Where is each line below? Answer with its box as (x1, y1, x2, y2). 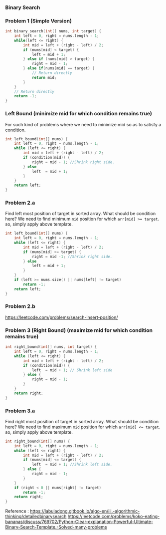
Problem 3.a (5, 407, 35, 414)
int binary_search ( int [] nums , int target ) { (5, 29, 101, 34)
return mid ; (31, 75, 57, 80)
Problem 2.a (5, 199, 35, 206)
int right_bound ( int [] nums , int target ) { (5, 344, 97, 349)
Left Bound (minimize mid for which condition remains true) (5, 110, 152, 117)
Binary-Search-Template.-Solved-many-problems (5, 524, 107, 530)
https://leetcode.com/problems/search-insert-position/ (5, 314, 118, 320)
